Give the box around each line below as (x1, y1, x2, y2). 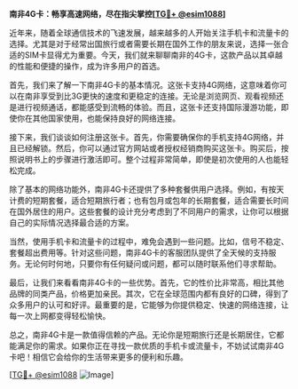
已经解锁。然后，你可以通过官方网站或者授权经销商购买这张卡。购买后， (16, 143, 281, 154)
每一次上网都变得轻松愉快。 (9, 311, 111, 321)
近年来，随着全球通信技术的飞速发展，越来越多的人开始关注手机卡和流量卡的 (9, 28, 289, 38)
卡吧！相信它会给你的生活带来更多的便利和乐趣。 (9, 352, 188, 362)
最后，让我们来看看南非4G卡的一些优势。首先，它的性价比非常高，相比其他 (9, 277, 285, 288)
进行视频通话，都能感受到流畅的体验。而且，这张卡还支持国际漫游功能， (16, 102, 281, 112)
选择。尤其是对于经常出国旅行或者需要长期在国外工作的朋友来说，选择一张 (9, 39, 281, 49)
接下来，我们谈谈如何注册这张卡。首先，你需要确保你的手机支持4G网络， (9, 132, 277, 142)
